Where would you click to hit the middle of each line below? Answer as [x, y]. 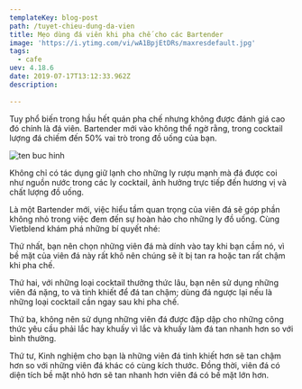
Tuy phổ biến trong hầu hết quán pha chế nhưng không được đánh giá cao [147, 119]
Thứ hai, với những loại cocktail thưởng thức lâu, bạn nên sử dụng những [144, 282]
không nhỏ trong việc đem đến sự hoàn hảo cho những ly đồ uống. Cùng [145, 219]
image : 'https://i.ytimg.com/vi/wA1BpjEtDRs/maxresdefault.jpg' [133, 43]
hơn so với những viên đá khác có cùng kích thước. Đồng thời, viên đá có [145, 365]
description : [34, 85]
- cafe [30, 59]
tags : [19, 51]
